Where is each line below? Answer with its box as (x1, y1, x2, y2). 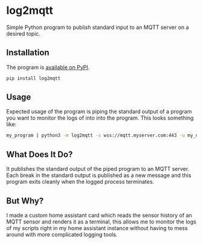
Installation (6, 48, 50, 58)
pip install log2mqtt (6, 75, 61, 82)
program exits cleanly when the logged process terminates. (6, 178, 155, 185)
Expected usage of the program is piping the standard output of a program (6, 108, 192, 115)
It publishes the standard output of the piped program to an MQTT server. (6, 165, 190, 173)
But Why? (6, 196, 44, 206)
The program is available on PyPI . (6, 63, 90, 71)
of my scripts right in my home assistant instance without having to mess (6, 224, 188, 231)
